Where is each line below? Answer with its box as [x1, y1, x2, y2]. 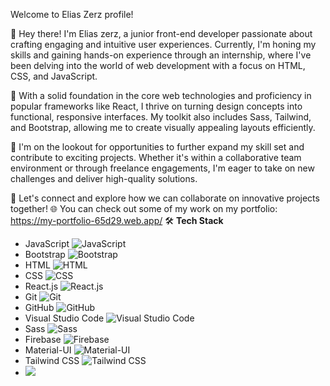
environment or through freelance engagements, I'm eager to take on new [10, 162, 315, 174]
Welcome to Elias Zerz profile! [10, 9, 134, 20]
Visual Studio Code [24, 312, 105, 324]
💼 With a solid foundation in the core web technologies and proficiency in [10, 90, 312, 101]
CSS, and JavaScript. [10, 70, 98, 82]
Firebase [24, 334, 62, 345]
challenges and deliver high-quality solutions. [10, 173, 198, 184]
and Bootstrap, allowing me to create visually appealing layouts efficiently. [10, 122, 316, 133]
